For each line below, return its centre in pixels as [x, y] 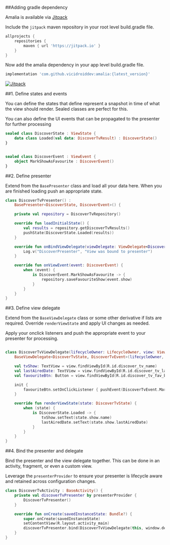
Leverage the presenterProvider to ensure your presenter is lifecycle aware [84, 476]
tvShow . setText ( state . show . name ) [77, 418]
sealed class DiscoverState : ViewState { [51, 134]
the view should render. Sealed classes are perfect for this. [67, 109]
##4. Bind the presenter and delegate [44, 451]
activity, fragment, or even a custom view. [49, 466]
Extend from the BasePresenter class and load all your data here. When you [83, 185]
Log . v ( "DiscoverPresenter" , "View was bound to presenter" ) [88, 251]
